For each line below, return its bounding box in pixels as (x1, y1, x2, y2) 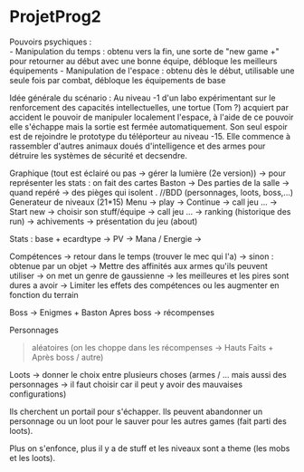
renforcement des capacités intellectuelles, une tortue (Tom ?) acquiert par (9, 101, 290, 112)
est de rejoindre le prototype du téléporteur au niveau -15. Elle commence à (9, 130, 291, 141)
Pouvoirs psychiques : (9, 36, 92, 47)
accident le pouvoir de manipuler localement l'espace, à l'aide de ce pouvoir (9, 111, 294, 122)
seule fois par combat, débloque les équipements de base (9, 74, 226, 85)
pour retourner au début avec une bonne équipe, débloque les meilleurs (9, 55, 278, 66)
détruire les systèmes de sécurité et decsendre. (9, 149, 188, 160)
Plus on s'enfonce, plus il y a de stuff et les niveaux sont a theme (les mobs (9, 442, 290, 454)
